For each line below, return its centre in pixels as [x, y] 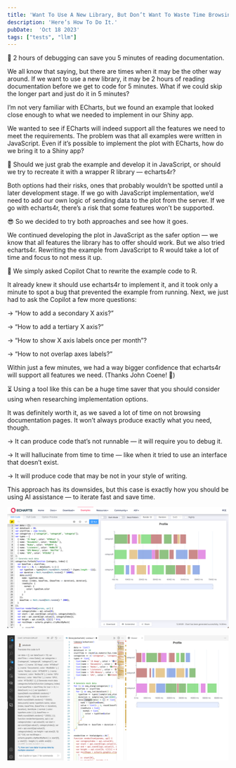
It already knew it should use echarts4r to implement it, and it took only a [113, 285]
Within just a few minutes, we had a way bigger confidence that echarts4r [114, 368]
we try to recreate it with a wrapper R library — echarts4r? [92, 172]
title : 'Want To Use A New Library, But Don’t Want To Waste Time [106, 15]
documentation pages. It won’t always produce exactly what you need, [110, 421]
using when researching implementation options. [78, 399]
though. [19, 428]
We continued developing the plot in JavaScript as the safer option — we [113, 235]
